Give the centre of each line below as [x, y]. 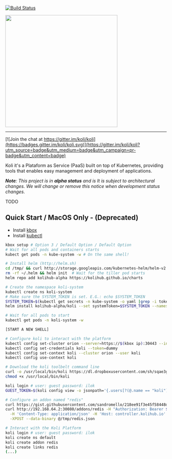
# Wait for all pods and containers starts [52, 249]
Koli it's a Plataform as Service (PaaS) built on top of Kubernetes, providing [84, 165]
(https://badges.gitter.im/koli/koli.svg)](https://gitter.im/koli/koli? [73, 144]
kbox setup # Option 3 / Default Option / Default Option [68, 245]
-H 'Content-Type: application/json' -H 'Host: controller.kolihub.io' [88, 414]
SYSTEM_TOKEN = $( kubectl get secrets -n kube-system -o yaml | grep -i [81, 301]
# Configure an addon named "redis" [44, 400]
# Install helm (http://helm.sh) [41, 264]
